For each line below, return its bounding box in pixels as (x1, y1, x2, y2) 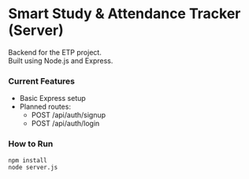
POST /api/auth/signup (31, 110, 106, 120)
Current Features (8, 76, 76, 87)
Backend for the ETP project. (8, 47, 102, 57)
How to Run (8, 139, 54, 150)
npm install (8, 156, 47, 164)
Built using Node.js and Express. (8, 56, 113, 65)
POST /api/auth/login (31, 119, 100, 129)
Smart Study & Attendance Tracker (8, 5, 241, 23)
